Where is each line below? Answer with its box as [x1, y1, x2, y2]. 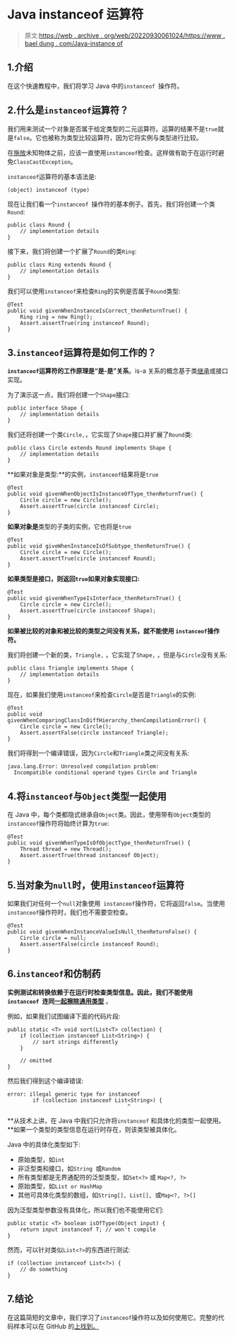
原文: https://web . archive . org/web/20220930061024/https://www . [24, 31, 226, 40]
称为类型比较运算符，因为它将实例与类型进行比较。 [54, 133, 203, 142]
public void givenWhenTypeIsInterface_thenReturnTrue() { [7, 595, 181, 602]
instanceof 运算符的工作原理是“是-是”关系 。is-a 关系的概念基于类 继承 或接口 [7, 367, 229, 375]
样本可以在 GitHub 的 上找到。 [13, 1321, 100, 1331]
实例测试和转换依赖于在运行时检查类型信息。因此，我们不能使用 [7, 988, 193, 997]
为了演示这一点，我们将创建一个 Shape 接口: [7, 391, 131, 399]
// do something [20, 1266, 68, 1273]
